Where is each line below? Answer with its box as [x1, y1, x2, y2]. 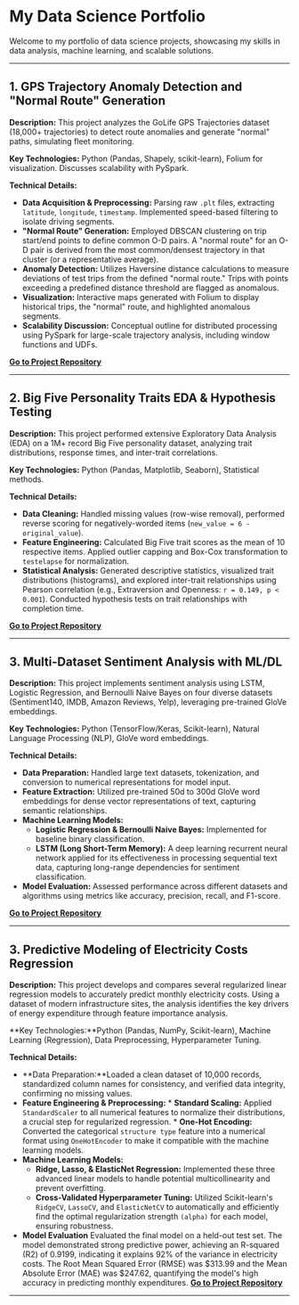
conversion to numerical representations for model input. [21, 777, 231, 787]
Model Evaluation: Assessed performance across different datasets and [21, 881, 288, 892]
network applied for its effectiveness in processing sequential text [35, 852, 278, 863]
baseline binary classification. [35, 834, 145, 844]
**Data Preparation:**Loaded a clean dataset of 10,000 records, [21, 1069, 263, 1080]
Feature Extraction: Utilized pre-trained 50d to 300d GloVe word [21, 787, 261, 797]
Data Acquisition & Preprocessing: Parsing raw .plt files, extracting [21, 197, 275, 208]
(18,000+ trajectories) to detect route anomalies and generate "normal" [9, 126, 271, 137]
